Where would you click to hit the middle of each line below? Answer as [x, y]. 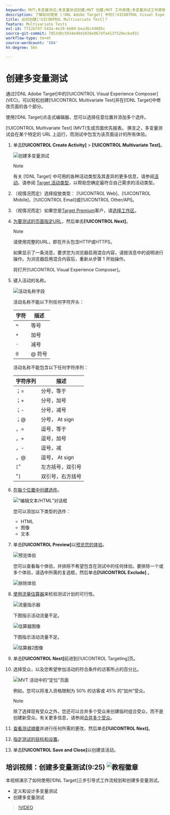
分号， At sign [57, 419]
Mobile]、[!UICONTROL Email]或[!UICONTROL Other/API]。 [75, 199]
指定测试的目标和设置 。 [37, 739]
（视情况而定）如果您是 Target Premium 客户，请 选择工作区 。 [76, 210]
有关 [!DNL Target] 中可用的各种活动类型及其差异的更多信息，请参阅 [83, 176]
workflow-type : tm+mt [29, 38]
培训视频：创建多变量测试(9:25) [55, 767]
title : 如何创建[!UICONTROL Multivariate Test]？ [57, 19]
